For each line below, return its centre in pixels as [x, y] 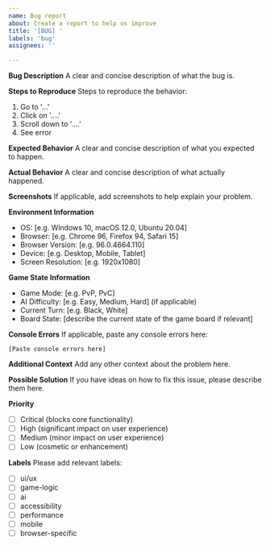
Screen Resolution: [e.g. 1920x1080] [80, 262]
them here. [26, 388]
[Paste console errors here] [57, 350]
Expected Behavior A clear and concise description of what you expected [131, 148]
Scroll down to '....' [51, 124]
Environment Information [51, 212]
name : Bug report [37, 16]
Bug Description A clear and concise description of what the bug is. [122, 76]
